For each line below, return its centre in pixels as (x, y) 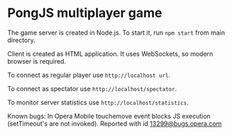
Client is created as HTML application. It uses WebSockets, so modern (110, 54)
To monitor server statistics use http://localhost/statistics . (98, 102)
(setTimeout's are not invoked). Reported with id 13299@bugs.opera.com (115, 123)
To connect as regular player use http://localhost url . (89, 75)
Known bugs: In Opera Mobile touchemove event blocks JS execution (109, 116)
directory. (21, 40)
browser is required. (37, 61)
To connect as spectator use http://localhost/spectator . (92, 88)
